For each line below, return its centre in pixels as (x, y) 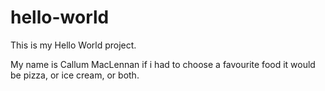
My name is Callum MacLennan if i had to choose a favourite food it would (163, 64)
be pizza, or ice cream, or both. (75, 75)
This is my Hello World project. (73, 45)
